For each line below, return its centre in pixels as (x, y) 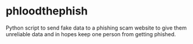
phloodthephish (47, 11)
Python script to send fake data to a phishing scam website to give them (96, 28)
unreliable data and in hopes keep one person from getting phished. (91, 34)
